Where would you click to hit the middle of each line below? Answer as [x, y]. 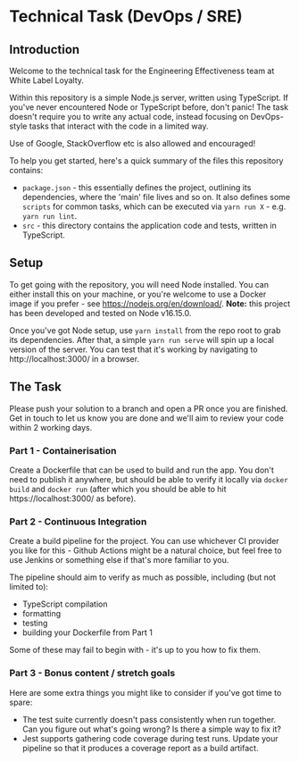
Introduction [45, 50]
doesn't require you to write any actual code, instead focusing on [129, 117]
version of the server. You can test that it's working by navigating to [133, 349]
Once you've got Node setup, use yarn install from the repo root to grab [145, 330]
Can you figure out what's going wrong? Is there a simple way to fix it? [151, 729]
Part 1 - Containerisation [63, 450]
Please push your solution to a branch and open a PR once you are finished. [149, 408]
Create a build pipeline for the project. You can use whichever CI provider [144, 541]
